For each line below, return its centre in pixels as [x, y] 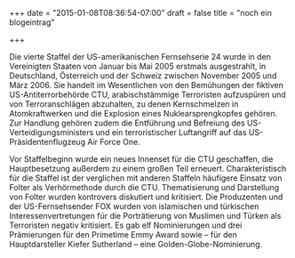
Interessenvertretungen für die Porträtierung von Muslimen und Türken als [145, 216]
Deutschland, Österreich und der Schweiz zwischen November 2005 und [143, 76]
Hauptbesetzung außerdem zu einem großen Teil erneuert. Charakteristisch [148, 169]
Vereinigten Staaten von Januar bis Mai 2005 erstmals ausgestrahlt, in [138, 66]
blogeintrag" [32, 22]
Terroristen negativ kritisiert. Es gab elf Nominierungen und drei [126, 225]
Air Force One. [114, 142]
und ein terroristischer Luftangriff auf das [171, 132]
